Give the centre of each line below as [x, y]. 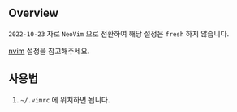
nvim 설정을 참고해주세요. [49, 51]
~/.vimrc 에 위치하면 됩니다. [65, 99]
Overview [34, 13]
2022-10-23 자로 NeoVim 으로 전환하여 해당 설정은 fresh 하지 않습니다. [119, 33]
